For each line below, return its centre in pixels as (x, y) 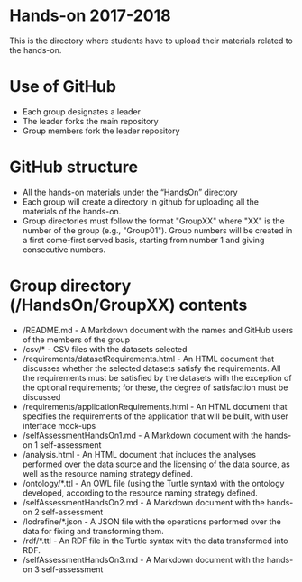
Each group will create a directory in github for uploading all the (141, 201)
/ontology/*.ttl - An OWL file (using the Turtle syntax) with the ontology (153, 483)
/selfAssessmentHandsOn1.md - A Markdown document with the (142, 435)
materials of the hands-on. (72, 211)
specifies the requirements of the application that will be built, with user (155, 416)
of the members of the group (76, 340)
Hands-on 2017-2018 (90, 16)
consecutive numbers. (64, 250)
